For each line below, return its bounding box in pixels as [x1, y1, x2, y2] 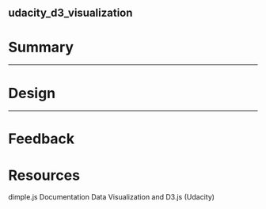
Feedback [8, 130, 75, 148]
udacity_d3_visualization [8, 6, 133, 20]
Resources [8, 166, 81, 184]
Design [8, 84, 56, 102]
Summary [8, 38, 74, 56]
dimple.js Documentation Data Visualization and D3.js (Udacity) [8, 192, 215, 202]
